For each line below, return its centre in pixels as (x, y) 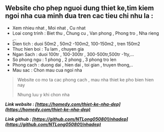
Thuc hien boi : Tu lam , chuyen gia (48, 49)
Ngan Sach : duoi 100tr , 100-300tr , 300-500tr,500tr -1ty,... (73, 54)
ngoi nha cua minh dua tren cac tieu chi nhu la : (79, 16)
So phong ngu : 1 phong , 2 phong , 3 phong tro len (64, 60)
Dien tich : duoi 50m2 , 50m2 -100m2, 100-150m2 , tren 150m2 (76, 44)
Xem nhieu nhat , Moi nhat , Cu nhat (49, 28)
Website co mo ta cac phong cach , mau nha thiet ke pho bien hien (85, 79)
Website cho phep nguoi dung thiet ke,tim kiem (80, 8)
